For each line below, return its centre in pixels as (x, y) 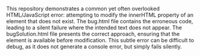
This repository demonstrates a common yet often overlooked (83, 9)
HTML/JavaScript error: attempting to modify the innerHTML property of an (100, 15)
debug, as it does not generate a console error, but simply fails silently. (94, 46)
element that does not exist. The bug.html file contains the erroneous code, (100, 21)
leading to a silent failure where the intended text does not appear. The (94, 27)
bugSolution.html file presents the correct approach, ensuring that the (93, 34)
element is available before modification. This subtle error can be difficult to (100, 40)
